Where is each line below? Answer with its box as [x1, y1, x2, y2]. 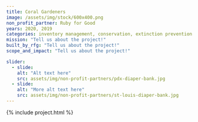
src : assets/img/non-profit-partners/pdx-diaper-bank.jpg [17, 76, 166, 82]
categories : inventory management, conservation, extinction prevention [6, 31, 193, 37]
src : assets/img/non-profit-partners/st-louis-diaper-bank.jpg [17, 93, 179, 99]
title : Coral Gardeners [6, 8, 66, 15]
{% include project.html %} [6, 109, 73, 116]
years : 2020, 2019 [6, 25, 52, 32]
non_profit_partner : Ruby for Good [6, 20, 96, 26]
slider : [6, 58, 26, 65]
